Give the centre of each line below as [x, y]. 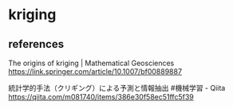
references [36, 44]
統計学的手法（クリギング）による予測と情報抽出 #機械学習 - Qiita [117, 88]
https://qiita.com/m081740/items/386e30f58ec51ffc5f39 [101, 97]
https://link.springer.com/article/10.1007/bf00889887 [95, 72]
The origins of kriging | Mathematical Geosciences [91, 63]
